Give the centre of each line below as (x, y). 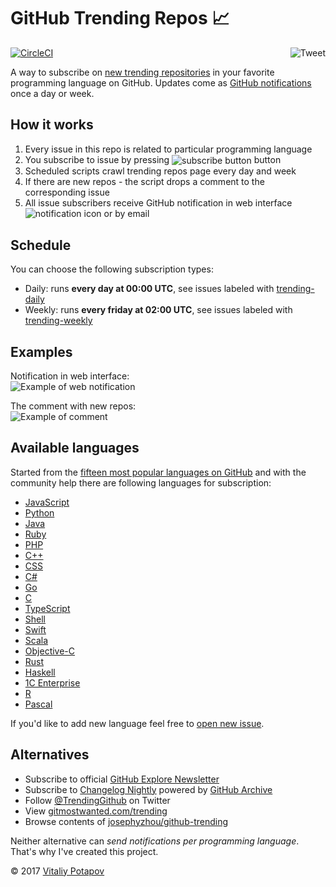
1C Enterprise (52, 682)
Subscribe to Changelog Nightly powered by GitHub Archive (148, 789)
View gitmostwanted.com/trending (96, 811)
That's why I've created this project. (84, 851)
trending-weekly (58, 321)
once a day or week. (52, 93)
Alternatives (50, 755)
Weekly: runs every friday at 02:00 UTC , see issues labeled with (158, 310)
